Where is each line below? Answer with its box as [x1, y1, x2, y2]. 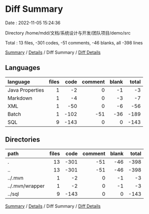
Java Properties [7, 86, 44, 93]
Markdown [7, 95, 33, 102]
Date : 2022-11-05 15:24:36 [5, 20, 61, 26]
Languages [5, 64, 40, 72]
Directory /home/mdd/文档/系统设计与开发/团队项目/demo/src [5, 30, 131, 36]
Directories [5, 136, 40, 144]
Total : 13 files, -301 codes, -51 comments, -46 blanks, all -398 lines [5, 39, 143, 45]
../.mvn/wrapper [7, 182, 45, 189]
